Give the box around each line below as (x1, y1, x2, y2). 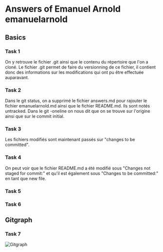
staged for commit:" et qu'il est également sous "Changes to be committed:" (5, 170, 159, 176)
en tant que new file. (5, 175, 46, 181)
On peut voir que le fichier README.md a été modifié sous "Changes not (5, 165, 151, 171)
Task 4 (5, 154, 21, 161)
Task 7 (5, 231, 21, 237)
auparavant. (5, 74, 29, 80)
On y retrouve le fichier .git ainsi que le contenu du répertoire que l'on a (5, 59, 148, 64)
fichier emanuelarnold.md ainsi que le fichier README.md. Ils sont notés (5, 103, 150, 109)
